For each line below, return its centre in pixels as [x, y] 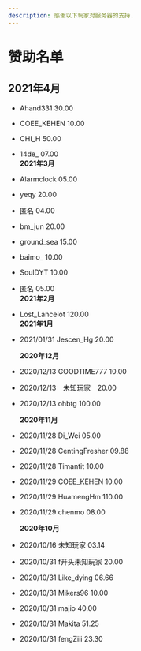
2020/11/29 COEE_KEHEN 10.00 [71, 481]
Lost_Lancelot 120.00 [54, 314]
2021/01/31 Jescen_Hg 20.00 [67, 339]
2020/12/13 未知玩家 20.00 [68, 387]
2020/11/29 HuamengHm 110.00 [71, 496]
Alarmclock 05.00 [48, 179]
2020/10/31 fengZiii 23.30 [61, 638]
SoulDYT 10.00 [44, 272]
